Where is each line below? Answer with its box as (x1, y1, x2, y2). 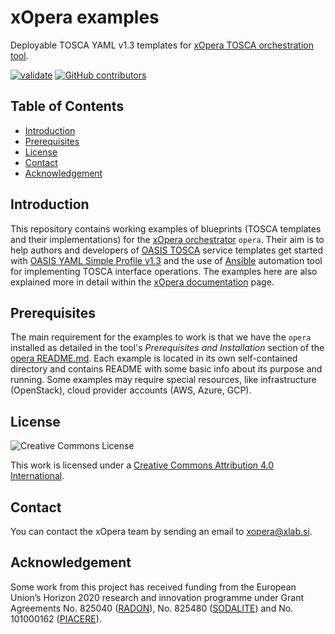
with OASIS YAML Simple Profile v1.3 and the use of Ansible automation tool (10, 254, 323, 266)
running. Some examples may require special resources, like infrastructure (10, 374, 317, 386)
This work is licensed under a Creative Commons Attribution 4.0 (10, 459, 275, 471)
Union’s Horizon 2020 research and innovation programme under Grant (10, 591, 304, 603)
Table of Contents (10, 98, 125, 115)
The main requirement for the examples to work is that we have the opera (10, 331, 312, 343)
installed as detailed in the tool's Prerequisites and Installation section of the (10, 342, 325, 354)
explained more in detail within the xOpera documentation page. (10, 276, 275, 288)
